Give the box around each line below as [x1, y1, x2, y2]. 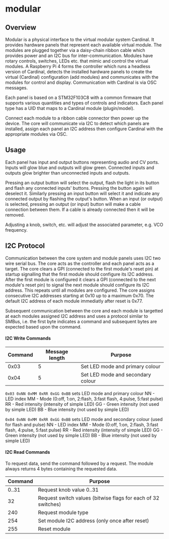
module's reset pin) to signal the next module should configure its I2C [5, 282, 150, 288]
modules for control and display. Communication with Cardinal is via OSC [5, 79, 157, 85]
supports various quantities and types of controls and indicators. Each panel [5, 100, 163, 106]
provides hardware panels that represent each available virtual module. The [5, 42, 162, 48]
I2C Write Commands [5, 335, 51, 341]
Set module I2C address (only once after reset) [38, 517, 149, 524]
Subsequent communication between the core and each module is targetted [5, 307, 163, 313]
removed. [5, 211, 25, 218]
